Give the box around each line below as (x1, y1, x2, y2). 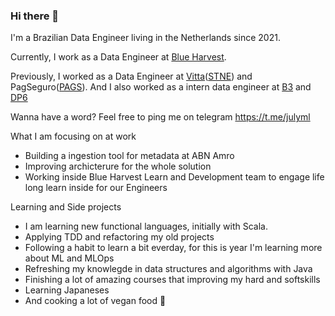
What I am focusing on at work (10, 130, 137, 143)
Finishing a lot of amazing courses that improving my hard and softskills (24, 274, 321, 286)
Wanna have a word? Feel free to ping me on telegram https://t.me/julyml (10, 111, 311, 123)
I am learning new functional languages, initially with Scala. (24, 220, 268, 233)
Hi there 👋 (10, 9, 60, 23)
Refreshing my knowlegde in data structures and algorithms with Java (24, 263, 313, 275)
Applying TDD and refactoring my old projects (24, 231, 215, 243)
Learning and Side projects (10, 201, 122, 213)
